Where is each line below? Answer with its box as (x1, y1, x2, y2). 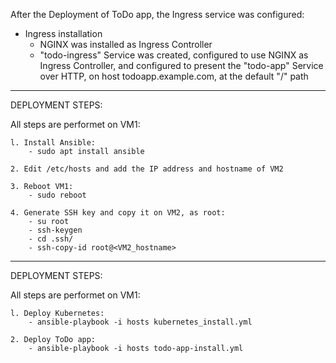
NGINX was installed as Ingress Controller (39, 39, 213, 50)
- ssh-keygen (28, 225, 83, 235)
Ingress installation (24, 28, 103, 39)
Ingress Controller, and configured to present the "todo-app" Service (39, 60, 324, 71)
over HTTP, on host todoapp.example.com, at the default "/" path (39, 70, 309, 82)
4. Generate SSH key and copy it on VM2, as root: (10, 208, 226, 218)
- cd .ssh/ (28, 234, 74, 244)
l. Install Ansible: (10, 138, 97, 148)
